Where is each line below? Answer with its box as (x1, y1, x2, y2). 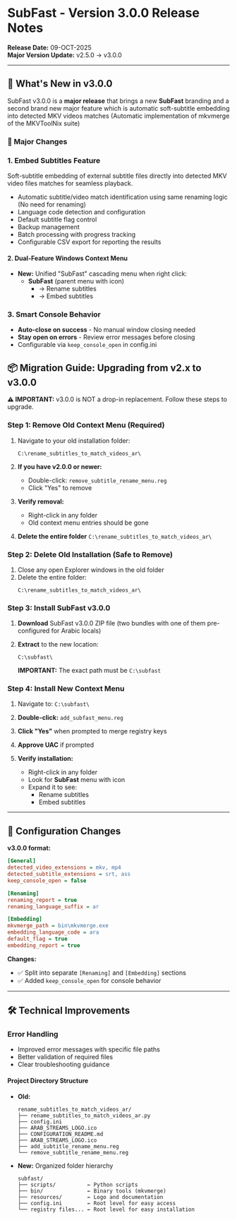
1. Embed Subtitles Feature (7, 155, 101, 165)
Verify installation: (17, 755, 73, 763)
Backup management (17, 222, 80, 231)
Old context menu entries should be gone (28, 518, 150, 527)
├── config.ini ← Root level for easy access (17, 1200, 176, 1207)
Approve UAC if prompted (17, 740, 95, 749)
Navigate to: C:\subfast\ (17, 700, 90, 708)
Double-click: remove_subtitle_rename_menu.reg (28, 476, 167, 484)
